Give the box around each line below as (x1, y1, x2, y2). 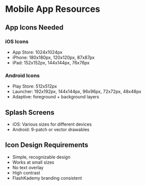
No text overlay (12, 164, 44, 170)
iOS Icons (5, 38, 29, 45)
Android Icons (5, 72, 40, 79)
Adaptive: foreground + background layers (12, 94, 99, 100)
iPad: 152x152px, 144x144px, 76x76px (12, 59, 90, 65)
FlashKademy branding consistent (12, 175, 82, 181)
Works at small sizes (12, 159, 54, 165)
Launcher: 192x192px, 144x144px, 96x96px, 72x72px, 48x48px (12, 89, 142, 94)
